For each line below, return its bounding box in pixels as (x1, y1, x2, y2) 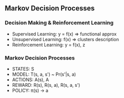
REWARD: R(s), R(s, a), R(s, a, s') (12, 82, 80, 88)
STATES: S (12, 66, 34, 72)
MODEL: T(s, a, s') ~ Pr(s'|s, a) (12, 71, 76, 77)
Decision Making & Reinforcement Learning (5, 19, 114, 26)
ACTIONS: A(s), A (12, 76, 49, 83)
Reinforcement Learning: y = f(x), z (12, 42, 86, 48)
